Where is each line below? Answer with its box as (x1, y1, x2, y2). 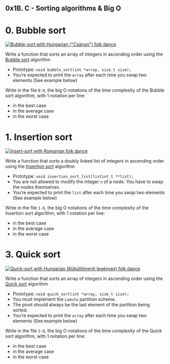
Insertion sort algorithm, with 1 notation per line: (5, 210, 105, 216)
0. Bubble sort (5, 24, 66, 36)
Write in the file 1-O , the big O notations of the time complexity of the (5, 205, 149, 211)
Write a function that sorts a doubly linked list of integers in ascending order (5, 158, 164, 164)
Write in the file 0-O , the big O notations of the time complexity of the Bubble (5, 87, 165, 93)
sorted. (12, 307, 28, 313)
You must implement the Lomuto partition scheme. (12, 296, 117, 302)
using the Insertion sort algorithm (5, 163, 75, 170)
